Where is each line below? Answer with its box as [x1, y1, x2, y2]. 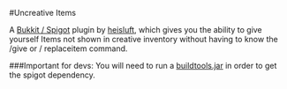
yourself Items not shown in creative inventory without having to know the [9, 34, 278, 44]
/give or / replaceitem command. [9, 43, 128, 54]
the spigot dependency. [9, 70, 95, 80]
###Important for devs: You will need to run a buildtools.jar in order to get [9, 61, 277, 70]
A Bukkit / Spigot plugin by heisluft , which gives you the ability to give [9, 25, 262, 34]
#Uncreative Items [9, 8, 77, 18]
